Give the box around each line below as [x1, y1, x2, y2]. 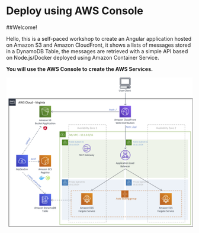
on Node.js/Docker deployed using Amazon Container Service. [6, 54, 159, 61]
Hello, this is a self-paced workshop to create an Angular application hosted [6, 35, 191, 42]
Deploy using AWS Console [6, 4, 143, 18]
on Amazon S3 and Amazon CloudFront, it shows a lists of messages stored [6, 41, 191, 48]
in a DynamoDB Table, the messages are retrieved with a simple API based [6, 47, 188, 54]
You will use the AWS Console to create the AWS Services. [6, 65, 153, 72]
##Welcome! [6, 24, 37, 31]
